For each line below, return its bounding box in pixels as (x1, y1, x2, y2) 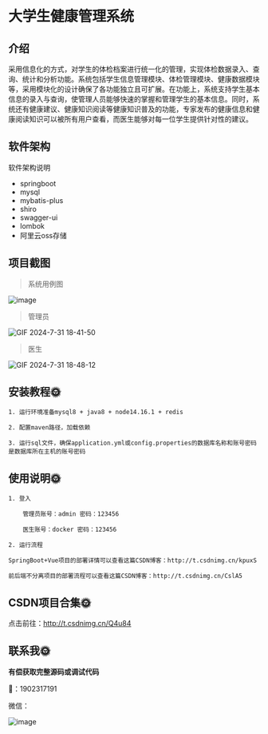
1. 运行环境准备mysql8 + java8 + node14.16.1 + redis (8, 409, 183, 417)
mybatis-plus (19, 195, 64, 205)
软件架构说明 (8, 162, 50, 172)
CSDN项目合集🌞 (8, 596, 92, 609)
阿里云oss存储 (19, 230, 67, 240)
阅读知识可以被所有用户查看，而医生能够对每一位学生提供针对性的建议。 (14, 114, 253, 124)
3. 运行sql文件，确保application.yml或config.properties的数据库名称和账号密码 (8, 439, 257, 448)
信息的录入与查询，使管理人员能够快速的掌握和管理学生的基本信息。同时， (8, 94, 253, 104)
